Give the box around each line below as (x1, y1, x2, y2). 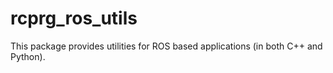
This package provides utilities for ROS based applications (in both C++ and (10, 40, 323, 52)
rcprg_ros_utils (10, 7, 138, 30)
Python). (10, 50, 46, 62)
